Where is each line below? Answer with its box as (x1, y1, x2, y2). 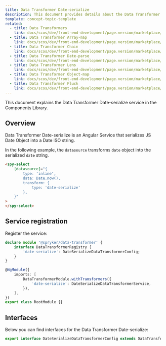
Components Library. (5, 105, 48, 111)
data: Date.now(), (23, 176, 61, 181)
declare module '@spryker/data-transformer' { (5, 240, 103, 245)
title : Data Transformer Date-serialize (5, 7, 90, 12)
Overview (5, 119, 36, 127)
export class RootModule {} (5, 300, 63, 305)
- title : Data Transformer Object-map (9, 72, 90, 77)
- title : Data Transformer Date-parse (9, 53, 90, 59)
